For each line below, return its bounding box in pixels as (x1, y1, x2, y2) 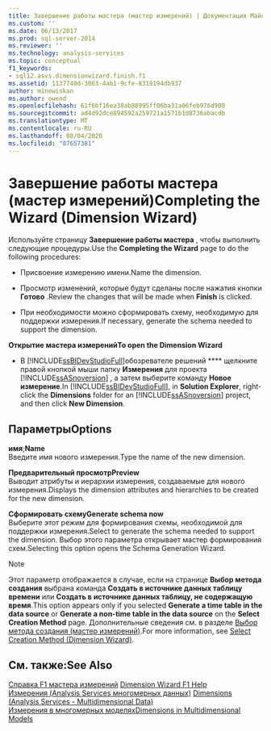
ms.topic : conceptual (8, 57, 81, 65)
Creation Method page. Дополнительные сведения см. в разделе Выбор (8, 618, 258, 628)
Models (8, 714, 34, 724)
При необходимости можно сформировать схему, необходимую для (19, 307, 259, 317)
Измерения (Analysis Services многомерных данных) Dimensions (8, 688, 232, 698)
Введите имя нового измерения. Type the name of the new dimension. (8, 453, 246, 462)
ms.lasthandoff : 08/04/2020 (8, 132, 103, 140)
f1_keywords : (8, 65, 52, 73)
